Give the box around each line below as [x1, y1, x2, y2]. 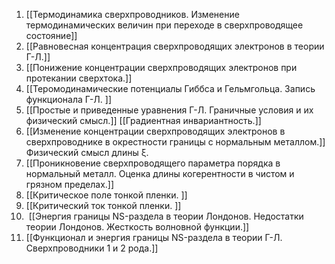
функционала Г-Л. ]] [25, 94, 112, 105]
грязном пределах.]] [25, 179, 115, 190]
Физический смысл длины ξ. [25, 147, 149, 158]
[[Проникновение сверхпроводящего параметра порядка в [25, 157, 281, 169]
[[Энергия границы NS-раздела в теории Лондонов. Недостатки [28, 210, 304, 222]
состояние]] [25, 30, 78, 41]
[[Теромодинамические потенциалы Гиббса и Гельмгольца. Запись [25, 83, 316, 94]
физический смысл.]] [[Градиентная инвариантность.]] [25, 115, 262, 126]
